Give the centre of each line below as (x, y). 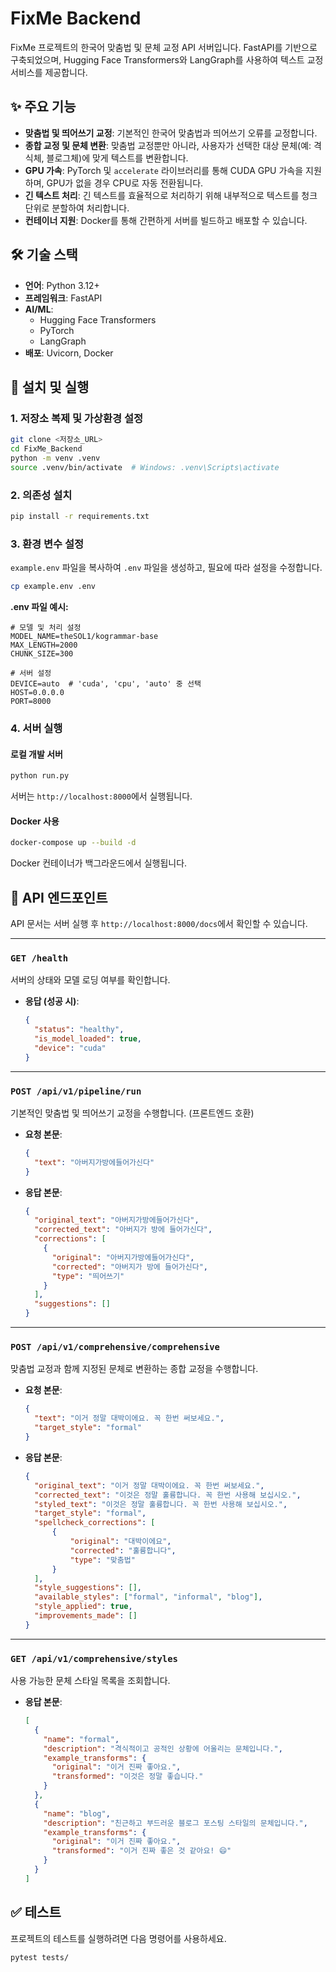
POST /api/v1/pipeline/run (76, 1091)
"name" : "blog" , (77, 1813)
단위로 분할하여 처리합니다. (77, 208)
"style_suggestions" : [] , (88, 1588)
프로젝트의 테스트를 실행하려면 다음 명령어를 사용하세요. (118, 1938)
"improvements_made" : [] (86, 1616)
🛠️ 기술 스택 (44, 255)
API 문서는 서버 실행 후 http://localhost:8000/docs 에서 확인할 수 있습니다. (159, 923)
